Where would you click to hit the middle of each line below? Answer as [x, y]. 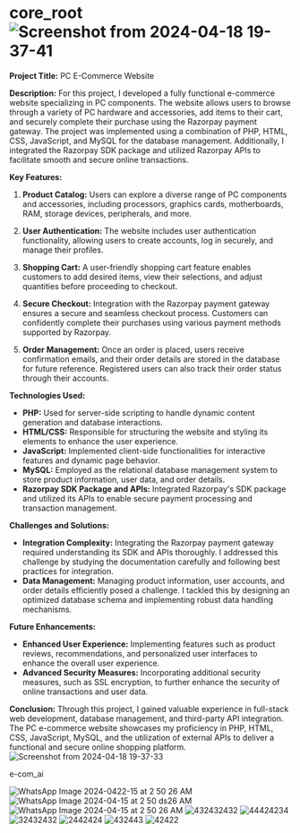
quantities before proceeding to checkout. [100, 286]
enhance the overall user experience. [91, 663]
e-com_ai [26, 774]
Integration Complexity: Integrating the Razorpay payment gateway [148, 542]
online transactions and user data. [85, 691]
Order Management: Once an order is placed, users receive [133, 349]
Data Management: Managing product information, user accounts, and [153, 580]
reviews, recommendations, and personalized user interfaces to [140, 653]
